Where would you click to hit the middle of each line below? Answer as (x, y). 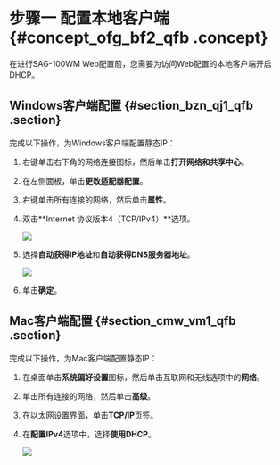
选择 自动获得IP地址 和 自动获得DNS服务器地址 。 (108, 254)
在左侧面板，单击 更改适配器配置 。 (85, 180)
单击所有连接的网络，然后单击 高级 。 (89, 396)
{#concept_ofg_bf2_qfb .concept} (139, 38)
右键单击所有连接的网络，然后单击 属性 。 (96, 199)
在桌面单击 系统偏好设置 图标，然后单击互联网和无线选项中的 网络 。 (143, 377)
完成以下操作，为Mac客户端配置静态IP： (83, 358)
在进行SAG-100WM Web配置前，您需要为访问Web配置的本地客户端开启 (140, 63)
